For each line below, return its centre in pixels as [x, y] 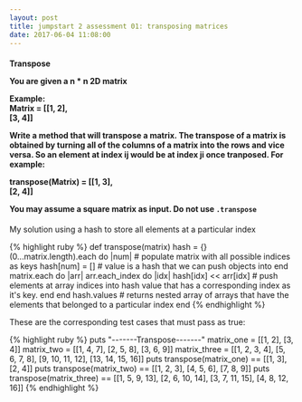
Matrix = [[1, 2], [39, 108]
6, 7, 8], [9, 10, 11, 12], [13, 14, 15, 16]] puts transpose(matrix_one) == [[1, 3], [148, 359]
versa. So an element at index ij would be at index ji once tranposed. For [146, 154]
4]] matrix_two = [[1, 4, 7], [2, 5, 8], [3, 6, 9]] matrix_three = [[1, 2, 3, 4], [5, [148, 349]
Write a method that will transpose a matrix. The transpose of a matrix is [148, 135]
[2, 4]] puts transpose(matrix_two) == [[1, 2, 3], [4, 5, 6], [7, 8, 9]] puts [140, 368]
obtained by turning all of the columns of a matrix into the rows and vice [147, 145]
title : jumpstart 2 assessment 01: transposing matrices [119, 26]
